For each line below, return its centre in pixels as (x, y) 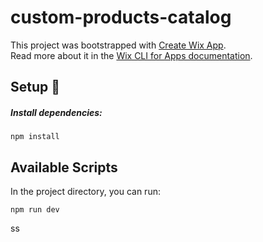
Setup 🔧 (35, 87)
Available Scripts (64, 167)
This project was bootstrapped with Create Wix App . (118, 45)
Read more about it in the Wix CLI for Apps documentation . (131, 55)
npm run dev (35, 210)
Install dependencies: (56, 112)
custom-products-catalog (121, 17)
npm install (35, 137)
